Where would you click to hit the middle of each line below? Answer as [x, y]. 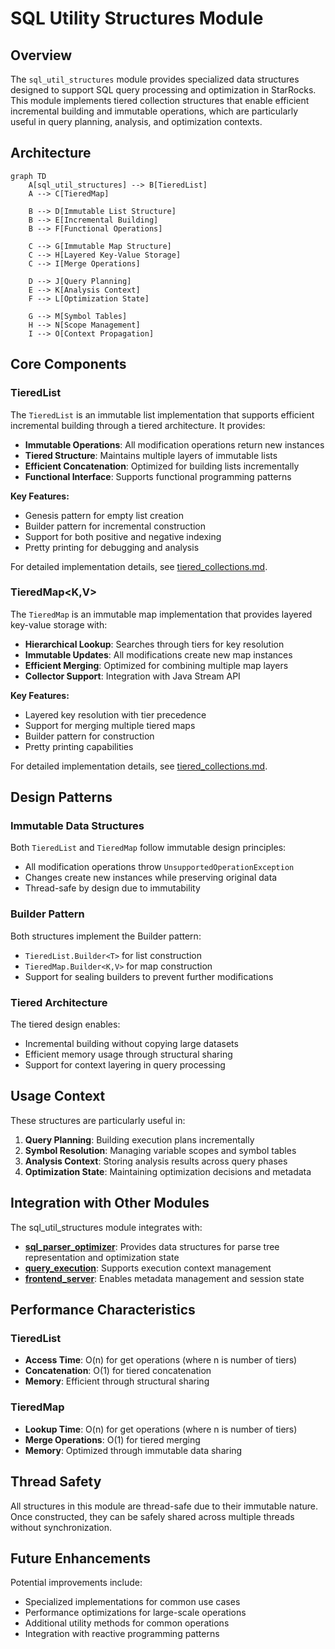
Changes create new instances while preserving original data [151, 878]
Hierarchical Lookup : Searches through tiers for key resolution [154, 644]
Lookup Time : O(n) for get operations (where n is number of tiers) [161, 1429]
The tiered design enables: [65, 1024]
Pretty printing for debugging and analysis [112, 547]
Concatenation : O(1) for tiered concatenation [118, 1371]
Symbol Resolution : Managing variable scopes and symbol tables [160, 1150]
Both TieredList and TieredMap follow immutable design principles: [148, 848]
